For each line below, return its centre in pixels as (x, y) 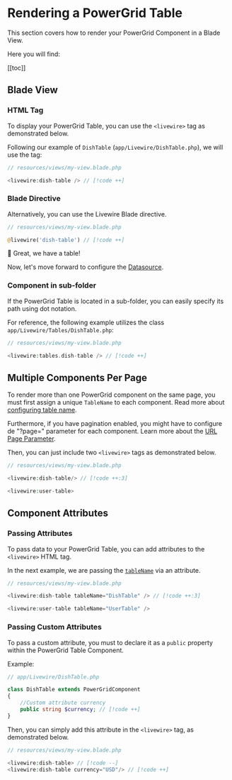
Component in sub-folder (52, 285)
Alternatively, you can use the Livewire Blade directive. (87, 214)
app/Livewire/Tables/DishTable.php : (61, 330)
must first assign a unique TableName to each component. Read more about (116, 402)
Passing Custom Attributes (55, 627)
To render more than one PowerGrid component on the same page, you (111, 395)
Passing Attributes (40, 534)
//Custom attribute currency (63, 703)
